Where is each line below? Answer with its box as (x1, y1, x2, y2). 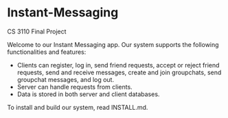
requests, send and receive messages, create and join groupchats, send (16, 68, 222, 76)
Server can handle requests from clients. (16, 83, 133, 91)
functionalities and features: (7, 48, 87, 56)
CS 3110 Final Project (7, 27, 67, 35)
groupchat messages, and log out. (16, 75, 115, 83)
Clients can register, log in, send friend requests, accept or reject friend (16, 61, 220, 69)
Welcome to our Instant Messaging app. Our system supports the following (7, 40, 219, 48)
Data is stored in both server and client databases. (16, 90, 160, 98)
